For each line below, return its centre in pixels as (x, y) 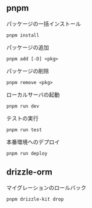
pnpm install (23, 35)
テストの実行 (22, 118)
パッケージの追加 (28, 47)
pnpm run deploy (27, 153)
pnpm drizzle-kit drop (35, 199)
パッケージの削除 (28, 71)
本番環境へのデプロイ (33, 142)
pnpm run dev (23, 106)
